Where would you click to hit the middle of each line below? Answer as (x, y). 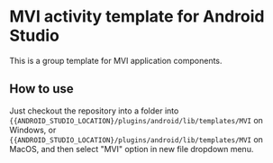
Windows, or (33, 130)
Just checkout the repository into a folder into (94, 111)
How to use (41, 89)
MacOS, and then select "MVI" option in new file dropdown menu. (132, 149)
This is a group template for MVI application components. (116, 60)
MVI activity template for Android (137, 17)
